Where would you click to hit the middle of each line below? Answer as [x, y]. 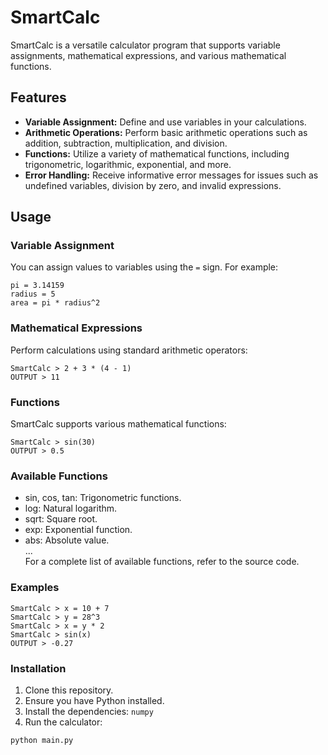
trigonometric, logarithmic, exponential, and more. [128, 164]
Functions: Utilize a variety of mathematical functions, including [157, 153]
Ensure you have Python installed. [94, 700]
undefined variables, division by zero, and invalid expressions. [153, 185]
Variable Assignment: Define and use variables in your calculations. [165, 122]
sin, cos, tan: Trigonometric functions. [103, 498]
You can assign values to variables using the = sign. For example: [144, 267]
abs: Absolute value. [67, 540]
